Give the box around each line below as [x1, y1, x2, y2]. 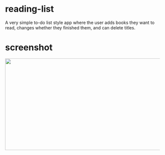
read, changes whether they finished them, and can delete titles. [5, 24, 136, 30]
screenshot [5, 42, 53, 53]
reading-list [5, 3, 54, 15]
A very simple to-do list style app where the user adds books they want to [5, 20, 155, 25]
